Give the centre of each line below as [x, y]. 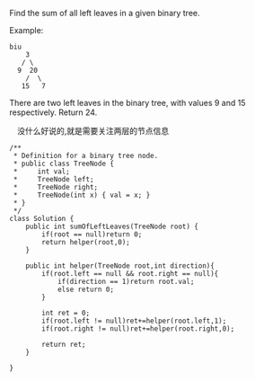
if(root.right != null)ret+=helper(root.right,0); [138, 329]
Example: [26, 30]
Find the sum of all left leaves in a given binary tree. [105, 13]
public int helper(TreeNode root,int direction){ [120, 266]
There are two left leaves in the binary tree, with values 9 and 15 [127, 103]
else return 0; [86, 289]
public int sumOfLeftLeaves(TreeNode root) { [112, 226]
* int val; [41, 172]
